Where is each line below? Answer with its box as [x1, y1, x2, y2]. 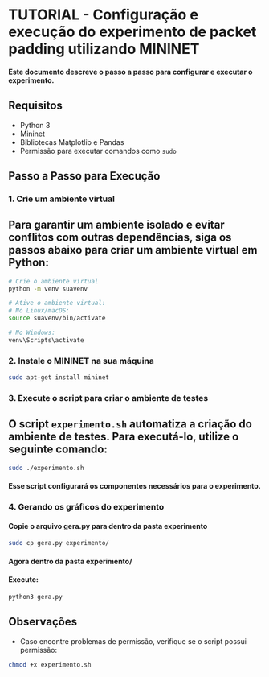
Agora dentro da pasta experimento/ [8, 556, 132, 566]
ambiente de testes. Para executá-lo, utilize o [8, 430, 239, 444]
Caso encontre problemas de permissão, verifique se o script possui [19, 636, 247, 646]
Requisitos [8, 99, 63, 113]
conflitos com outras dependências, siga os [8, 231, 232, 245]
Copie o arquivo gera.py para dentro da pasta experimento [8, 521, 208, 530]
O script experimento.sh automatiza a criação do [8, 417, 253, 431]
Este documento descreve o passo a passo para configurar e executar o [8, 67, 253, 76]
